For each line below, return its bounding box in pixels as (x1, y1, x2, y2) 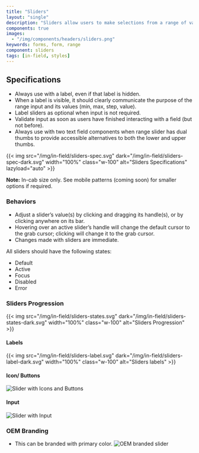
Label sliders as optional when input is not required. (14, 109, 141, 116)
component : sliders (6, 47, 54, 53)
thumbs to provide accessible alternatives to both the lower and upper (14, 135, 187, 142)
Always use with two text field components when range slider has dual (14, 128, 188, 135)
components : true (6, 25, 49, 31)
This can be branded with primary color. (14, 440, 113, 447)
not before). (14, 122, 44, 129)
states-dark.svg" (6, 319, 47, 326)
